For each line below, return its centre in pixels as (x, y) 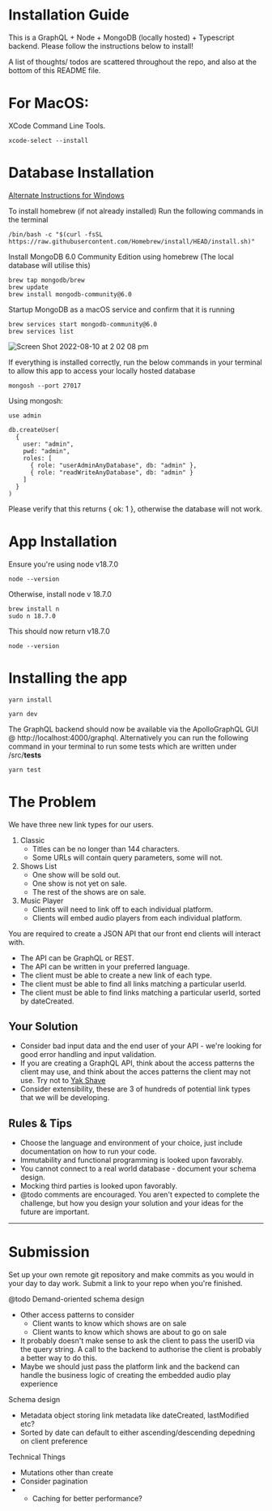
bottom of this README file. (55, 70)
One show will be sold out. (76, 874)
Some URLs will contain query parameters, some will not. (127, 857)
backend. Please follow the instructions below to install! (101, 45)
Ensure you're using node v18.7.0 (64, 564)
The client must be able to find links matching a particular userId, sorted (140, 992)
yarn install (30, 700)
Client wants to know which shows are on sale (109, 1323)
